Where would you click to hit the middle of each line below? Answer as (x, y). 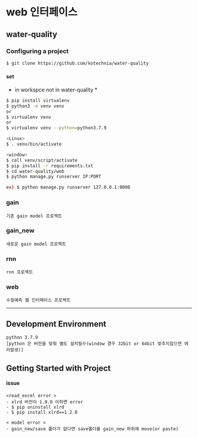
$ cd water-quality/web (35, 171)
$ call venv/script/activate (42, 160)
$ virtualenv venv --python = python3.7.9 (57, 128)
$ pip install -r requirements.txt (50, 166)
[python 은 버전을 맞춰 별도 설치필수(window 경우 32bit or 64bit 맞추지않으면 (94, 344)
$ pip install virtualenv (38, 100)
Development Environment (56, 324)
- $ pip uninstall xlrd (35, 407)
